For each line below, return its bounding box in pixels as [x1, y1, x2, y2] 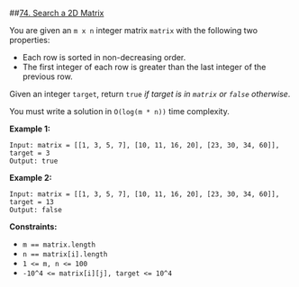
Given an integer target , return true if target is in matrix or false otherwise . [9, 89, 291, 99]
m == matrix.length [22, 240, 96, 249]
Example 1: [9, 123, 51, 134]
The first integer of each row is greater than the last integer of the [22, 62, 267, 72]
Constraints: [9, 221, 58, 232]
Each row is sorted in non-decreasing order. [22, 52, 186, 62]
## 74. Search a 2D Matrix [9, 8, 104, 18]
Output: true [9, 157, 59, 166]
